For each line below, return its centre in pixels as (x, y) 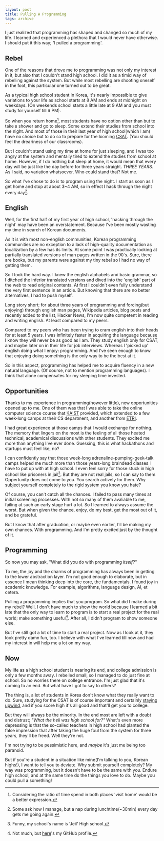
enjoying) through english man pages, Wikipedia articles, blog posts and (78, 310)
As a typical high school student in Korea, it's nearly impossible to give (76, 95)
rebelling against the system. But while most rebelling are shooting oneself (80, 81)
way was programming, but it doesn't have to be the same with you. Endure (81, 770)
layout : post (18, 10)
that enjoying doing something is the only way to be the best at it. (71, 356)
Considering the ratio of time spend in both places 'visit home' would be (84, 795)
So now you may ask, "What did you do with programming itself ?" (71, 562)
